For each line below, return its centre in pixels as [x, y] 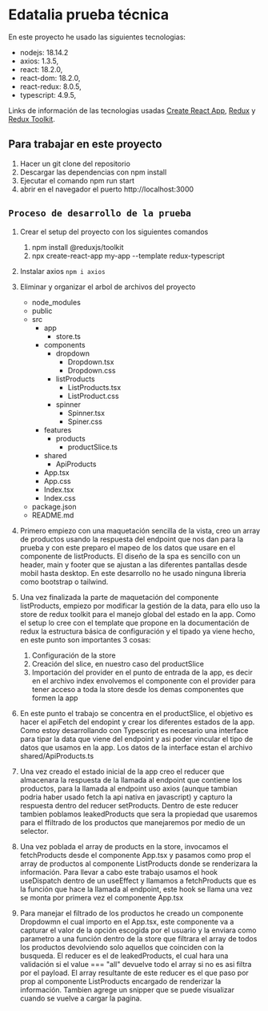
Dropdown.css [92, 370]
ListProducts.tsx [94, 387]
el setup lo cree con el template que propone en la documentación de [134, 622]
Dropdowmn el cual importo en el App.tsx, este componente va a [127, 921]
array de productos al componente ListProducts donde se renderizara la [139, 864]
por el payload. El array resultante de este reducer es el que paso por [134, 973]
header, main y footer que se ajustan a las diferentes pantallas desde [134, 564]
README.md [53, 515]
